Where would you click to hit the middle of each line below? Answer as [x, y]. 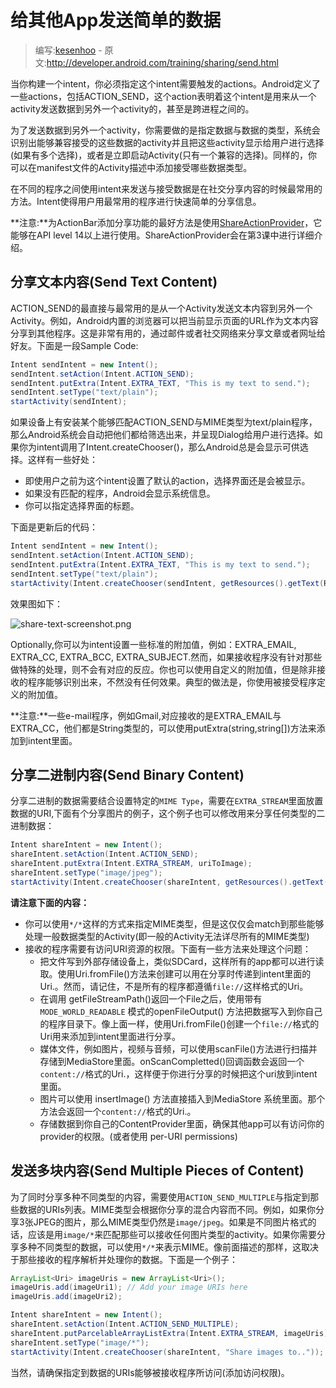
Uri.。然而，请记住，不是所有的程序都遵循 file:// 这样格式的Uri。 [174, 986]
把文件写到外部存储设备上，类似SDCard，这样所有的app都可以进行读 [182, 961]
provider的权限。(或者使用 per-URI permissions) [138, 1136]
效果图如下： [36, 603]
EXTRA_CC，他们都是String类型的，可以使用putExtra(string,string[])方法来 [163, 728]
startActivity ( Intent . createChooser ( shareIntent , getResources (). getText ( [169, 882]
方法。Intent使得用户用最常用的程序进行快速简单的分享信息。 [136, 201]
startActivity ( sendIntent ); [69, 402]
